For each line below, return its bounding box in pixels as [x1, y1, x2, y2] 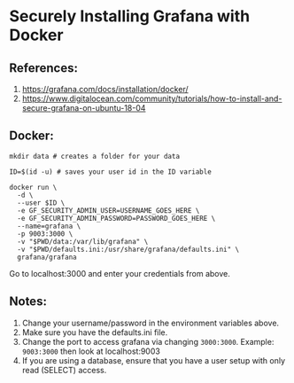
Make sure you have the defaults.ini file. [21, 326, 168, 338]
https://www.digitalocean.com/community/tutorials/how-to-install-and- [21, 93, 282, 104]
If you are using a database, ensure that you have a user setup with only [21, 355, 286, 365]
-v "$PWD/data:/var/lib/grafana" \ [17, 237, 149, 246]
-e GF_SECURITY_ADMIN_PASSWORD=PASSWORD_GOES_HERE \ [17, 214, 216, 223]
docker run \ [9, 183, 58, 191]
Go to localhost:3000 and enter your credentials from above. [9, 268, 230, 278]
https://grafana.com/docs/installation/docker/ [21, 84, 189, 94]
